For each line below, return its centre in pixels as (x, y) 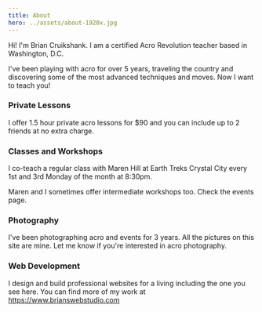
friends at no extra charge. (51, 131)
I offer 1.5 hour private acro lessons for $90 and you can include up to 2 (124, 122)
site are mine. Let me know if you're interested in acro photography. (118, 246)
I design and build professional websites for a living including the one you (127, 283)
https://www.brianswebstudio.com (64, 299)
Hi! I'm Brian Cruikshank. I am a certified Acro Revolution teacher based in (128, 45)
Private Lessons (40, 105)
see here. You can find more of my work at (77, 292)
